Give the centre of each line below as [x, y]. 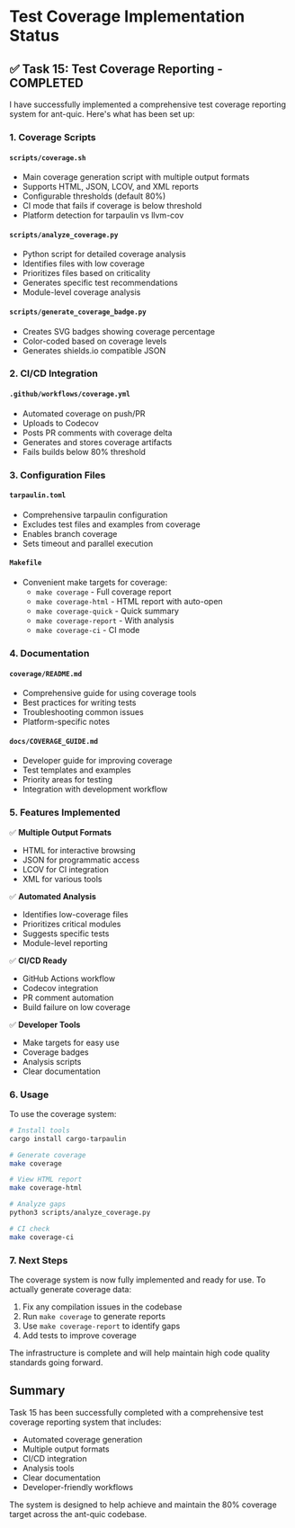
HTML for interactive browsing [79, 850]
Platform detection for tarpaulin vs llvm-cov [103, 215]
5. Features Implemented [65, 813]
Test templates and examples [77, 770]
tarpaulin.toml [38, 496]
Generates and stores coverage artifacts [97, 442]
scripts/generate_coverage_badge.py [78, 312]
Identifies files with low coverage [84, 264]
